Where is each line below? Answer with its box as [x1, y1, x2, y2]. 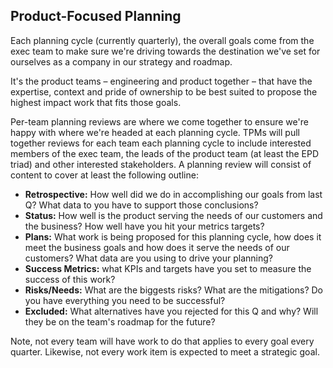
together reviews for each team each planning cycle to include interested [10, 137, 312, 149]
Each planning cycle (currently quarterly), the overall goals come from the [10, 34, 315, 46]
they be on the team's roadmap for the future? [24, 315, 216, 328]
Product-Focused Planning [10, 8, 182, 25]
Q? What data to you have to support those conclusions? [24, 199, 259, 211]
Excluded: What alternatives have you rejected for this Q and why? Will [24, 305, 319, 317]
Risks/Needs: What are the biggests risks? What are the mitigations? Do [24, 284, 323, 296]
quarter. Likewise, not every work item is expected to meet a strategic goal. [10, 345, 320, 358]
